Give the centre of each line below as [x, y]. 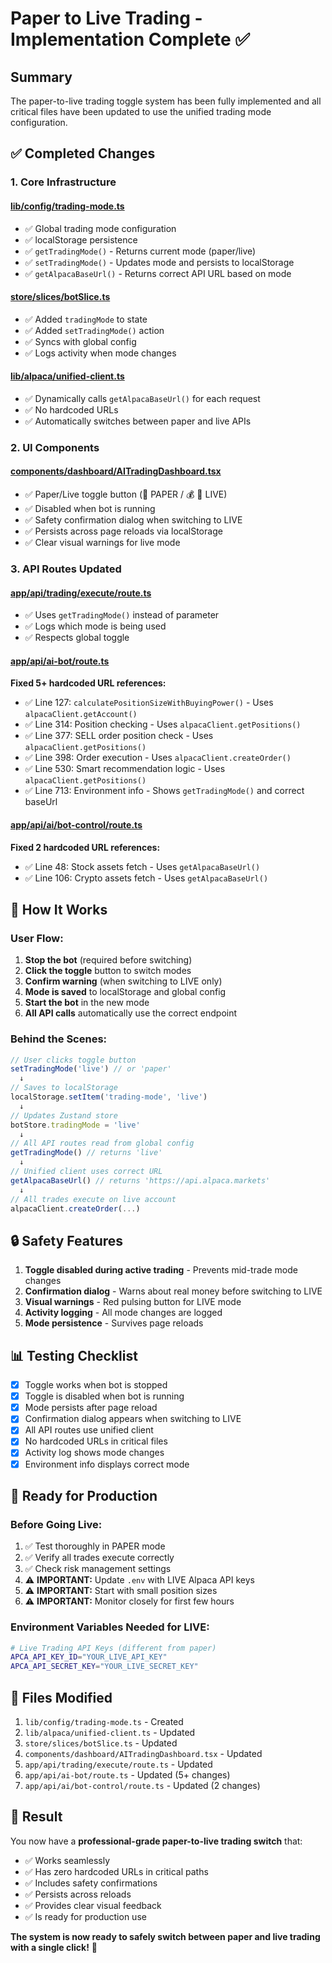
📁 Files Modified [61, 1697]
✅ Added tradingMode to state [86, 319]
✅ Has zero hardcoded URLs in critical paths [116, 1871]
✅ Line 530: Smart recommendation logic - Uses [125, 769]
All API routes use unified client [89, 1430]
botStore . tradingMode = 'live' [75, 1125]
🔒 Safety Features [67, 1240]
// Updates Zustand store [64, 1115]
